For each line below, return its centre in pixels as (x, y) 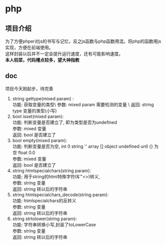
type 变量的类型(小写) (35, 111)
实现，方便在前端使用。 (29, 47)
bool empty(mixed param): (40, 140)
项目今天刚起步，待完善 (29, 88)
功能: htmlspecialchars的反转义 (44, 201)
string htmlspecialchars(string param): (52, 171)
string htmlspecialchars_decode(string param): (60, 195)
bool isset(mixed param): (38, 116)
